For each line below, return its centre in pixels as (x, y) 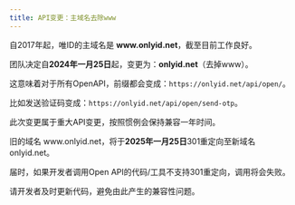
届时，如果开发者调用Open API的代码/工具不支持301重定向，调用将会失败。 (150, 171)
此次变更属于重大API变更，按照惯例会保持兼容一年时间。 (115, 122)
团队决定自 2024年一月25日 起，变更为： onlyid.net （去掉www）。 (131, 63)
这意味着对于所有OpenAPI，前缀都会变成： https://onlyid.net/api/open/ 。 (150, 83)
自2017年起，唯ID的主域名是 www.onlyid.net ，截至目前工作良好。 (133, 44)
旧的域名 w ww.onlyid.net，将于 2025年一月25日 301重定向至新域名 (133, 141)
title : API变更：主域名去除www (63, 18)
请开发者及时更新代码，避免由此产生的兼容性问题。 (105, 190)
